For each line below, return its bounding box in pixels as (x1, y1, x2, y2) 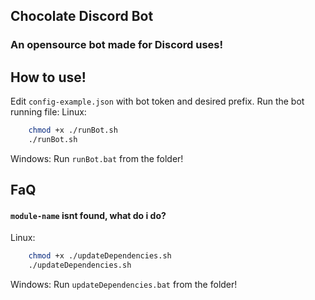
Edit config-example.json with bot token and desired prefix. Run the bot (10, 95, 305, 108)
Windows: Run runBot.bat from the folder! (10, 152, 184, 164)
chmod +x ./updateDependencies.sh (28, 251, 172, 261)
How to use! (10, 69, 87, 86)
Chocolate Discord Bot (10, 8, 154, 25)
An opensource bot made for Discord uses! (10, 38, 224, 52)
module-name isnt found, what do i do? (10, 209, 167, 221)
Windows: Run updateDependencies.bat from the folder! (10, 279, 238, 291)
